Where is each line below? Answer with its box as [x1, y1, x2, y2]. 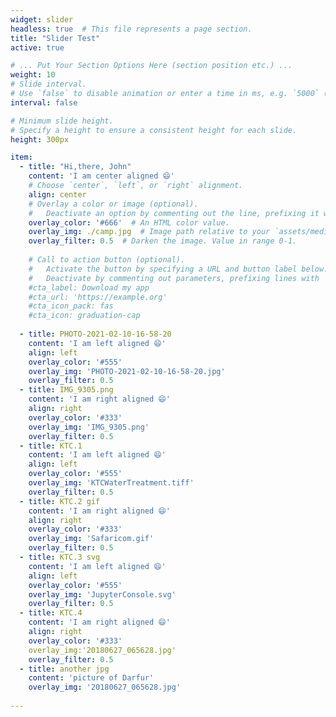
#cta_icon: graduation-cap [28, 311, 141, 321]
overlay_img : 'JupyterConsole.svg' [28, 589, 177, 600]
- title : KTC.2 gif [19, 496, 101, 506]
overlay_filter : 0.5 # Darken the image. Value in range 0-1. [28, 236, 298, 246]
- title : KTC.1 [19, 441, 83, 451]
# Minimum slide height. [10, 116, 114, 126]
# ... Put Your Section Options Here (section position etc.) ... [10, 61, 293, 71]
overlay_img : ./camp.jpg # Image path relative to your [28, 227, 271, 237]
